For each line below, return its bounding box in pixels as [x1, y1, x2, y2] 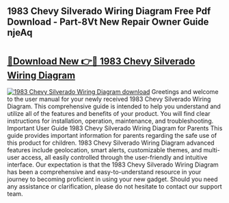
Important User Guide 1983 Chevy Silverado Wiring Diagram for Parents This [7, 124, 223, 132]
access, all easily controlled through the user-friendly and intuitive [21, 154, 208, 161]
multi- [203, 146, 220, 154]
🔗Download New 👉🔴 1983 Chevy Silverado [7, 55, 196, 67]
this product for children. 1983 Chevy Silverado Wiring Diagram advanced [7, 139, 215, 147]
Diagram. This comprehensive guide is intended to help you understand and [7, 102, 221, 110]
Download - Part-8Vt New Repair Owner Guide [7, 16, 209, 28]
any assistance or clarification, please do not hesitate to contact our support [7, 182, 222, 191]
